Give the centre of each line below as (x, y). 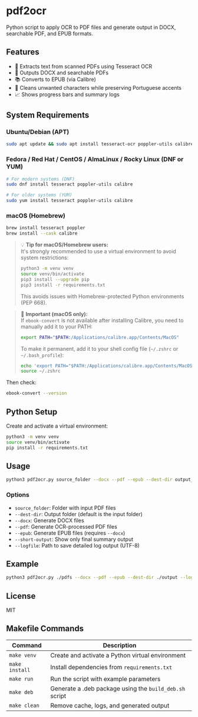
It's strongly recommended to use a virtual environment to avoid (98, 252)
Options (18, 495)
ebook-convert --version (37, 393)
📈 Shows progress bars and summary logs (67, 94)
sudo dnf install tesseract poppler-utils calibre (70, 184)
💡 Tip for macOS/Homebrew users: (65, 245)
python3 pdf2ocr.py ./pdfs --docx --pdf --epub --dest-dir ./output (92, 578)
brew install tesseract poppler (46, 228)
